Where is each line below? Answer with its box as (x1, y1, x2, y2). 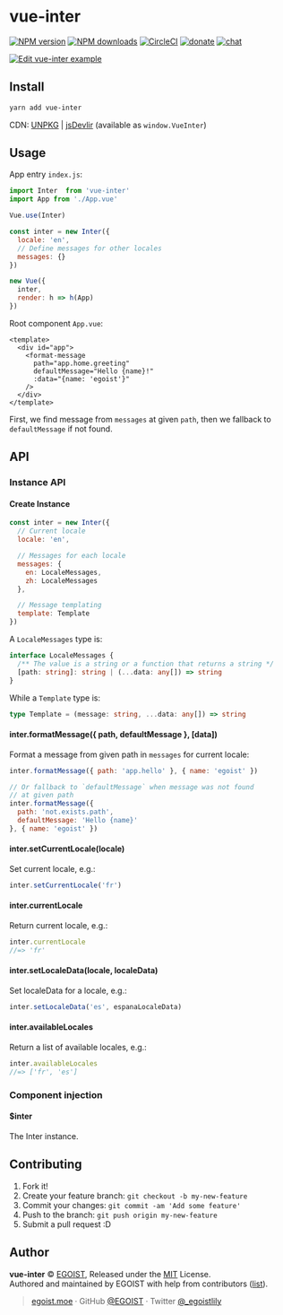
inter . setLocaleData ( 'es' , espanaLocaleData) (9, 1003, 182, 1012)
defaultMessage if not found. (9, 423, 114, 434)
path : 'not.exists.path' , (17, 807, 115, 817)
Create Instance (9, 498, 71, 509)
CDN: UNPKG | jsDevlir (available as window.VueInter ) (9, 119, 208, 130)
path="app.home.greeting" (32, 359, 130, 368)
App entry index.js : (9, 169, 83, 180)
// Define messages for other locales (17, 244, 163, 253)
